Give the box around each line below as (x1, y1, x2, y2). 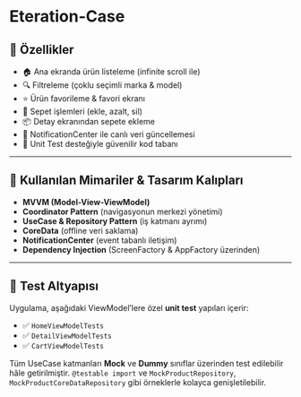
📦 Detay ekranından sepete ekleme (21, 117, 155, 126)
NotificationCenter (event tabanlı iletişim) (21, 235, 177, 246)
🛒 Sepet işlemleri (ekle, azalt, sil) (21, 106, 143, 117)
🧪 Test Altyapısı (9, 279, 99, 294)
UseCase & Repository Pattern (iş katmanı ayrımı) (21, 215, 208, 226)
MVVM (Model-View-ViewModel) (21, 196, 150, 207)
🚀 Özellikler (9, 42, 74, 57)
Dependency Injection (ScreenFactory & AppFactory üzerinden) (21, 244, 261, 255)
